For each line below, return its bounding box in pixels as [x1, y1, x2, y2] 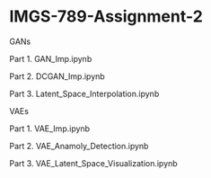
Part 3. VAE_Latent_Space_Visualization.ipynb [9, 157, 178, 168]
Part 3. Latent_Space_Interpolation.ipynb [9, 88, 160, 99]
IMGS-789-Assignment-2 [9, 6, 204, 27]
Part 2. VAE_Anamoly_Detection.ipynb [9, 140, 149, 151]
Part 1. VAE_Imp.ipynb [9, 123, 91, 134]
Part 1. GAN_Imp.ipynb [9, 53, 92, 64]
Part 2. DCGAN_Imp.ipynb [9, 70, 105, 82]
